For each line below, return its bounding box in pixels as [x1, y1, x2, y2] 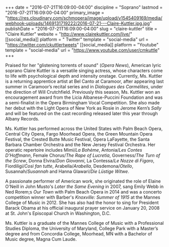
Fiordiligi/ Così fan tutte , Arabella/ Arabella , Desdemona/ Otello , [5, 163, 133, 169]
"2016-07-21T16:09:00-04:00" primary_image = [5, 10, 105, 16]
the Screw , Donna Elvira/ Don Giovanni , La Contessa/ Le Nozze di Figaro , [5, 158, 155, 163]
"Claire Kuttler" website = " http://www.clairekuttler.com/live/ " [5, 31, 132, 37]
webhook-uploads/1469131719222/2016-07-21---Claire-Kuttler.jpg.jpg [5, 20, 150, 26]
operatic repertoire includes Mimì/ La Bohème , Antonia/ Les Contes [5, 147, 142, 153]
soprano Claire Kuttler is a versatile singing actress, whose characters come [5, 68, 163, 74]
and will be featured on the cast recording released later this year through [5, 110, 158, 116]
